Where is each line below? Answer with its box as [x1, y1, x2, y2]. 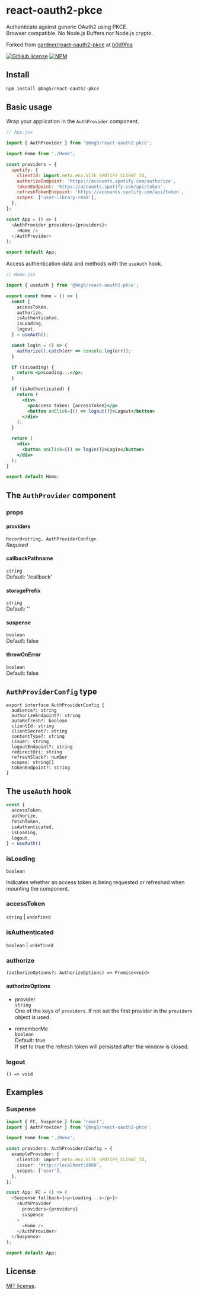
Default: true [14, 1036, 46, 1043]
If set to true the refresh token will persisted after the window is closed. [14, 1043, 189, 1050]
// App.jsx [6, 129, 33, 136]
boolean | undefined [6, 942, 54, 949]
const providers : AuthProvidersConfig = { [6, 1146, 113, 1152]
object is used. [14, 1013, 51, 1020]
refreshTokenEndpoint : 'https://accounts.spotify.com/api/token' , [17, 189, 184, 195]
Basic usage [6, 102, 52, 112]
